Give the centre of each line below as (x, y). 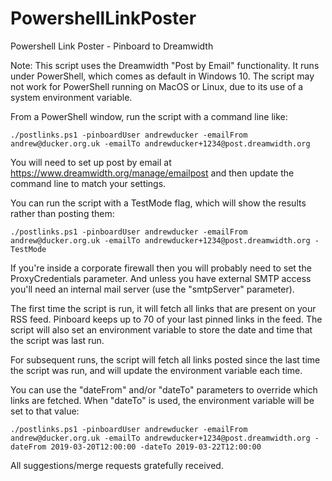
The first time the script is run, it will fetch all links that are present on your (163, 308)
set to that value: (45, 411)
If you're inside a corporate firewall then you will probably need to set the (161, 268)
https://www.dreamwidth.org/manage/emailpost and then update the (152, 173)
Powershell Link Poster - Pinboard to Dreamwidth (112, 46)
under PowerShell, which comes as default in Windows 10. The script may (162, 76)
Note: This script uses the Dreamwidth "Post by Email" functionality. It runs (165, 65)
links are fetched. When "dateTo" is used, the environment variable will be (162, 400)
